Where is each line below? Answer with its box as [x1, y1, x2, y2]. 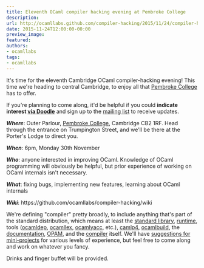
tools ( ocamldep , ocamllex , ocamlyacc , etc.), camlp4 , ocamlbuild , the [6, 223, 180, 231]
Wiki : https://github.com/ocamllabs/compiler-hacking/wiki [6, 199, 152, 206]
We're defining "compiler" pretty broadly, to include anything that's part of [6, 210, 192, 218]
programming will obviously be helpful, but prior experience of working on [6, 162, 192, 170]
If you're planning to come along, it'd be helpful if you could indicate [6, 101, 178, 108]
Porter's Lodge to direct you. [6, 132, 78, 140]
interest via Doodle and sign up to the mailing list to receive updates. [6, 108, 179, 115]
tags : [6, 54, 20, 60]
